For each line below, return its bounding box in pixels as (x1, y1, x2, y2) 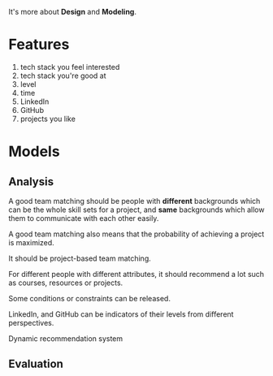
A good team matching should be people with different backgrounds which (8, 196, 261, 205)
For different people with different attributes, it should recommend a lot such (8, 269, 265, 279)
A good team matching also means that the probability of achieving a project (8, 229, 265, 239)
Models (8, 142, 60, 161)
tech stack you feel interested (19, 62, 120, 71)
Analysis (8, 175, 54, 188)
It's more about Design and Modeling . (8, 7, 136, 16)
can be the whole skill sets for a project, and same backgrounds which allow (8, 205, 265, 214)
